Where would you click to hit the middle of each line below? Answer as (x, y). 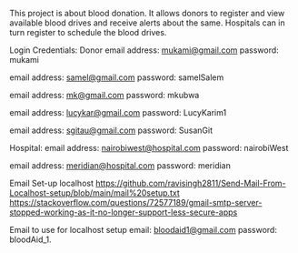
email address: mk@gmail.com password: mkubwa (104, 95)
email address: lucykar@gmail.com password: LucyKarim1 (118, 112)
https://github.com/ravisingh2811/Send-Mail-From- (190, 183)
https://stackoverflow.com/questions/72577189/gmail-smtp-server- (136, 202)
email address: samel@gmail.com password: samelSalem (117, 77)
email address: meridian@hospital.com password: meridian (120, 166)
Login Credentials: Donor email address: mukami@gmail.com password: (144, 50)
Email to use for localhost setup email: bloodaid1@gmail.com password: (143, 230)
